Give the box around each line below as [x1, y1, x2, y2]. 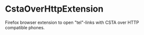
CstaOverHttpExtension [5, 3, 104, 15]
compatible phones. [5, 24, 45, 30]
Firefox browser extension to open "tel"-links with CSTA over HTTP [5, 19, 139, 25]
